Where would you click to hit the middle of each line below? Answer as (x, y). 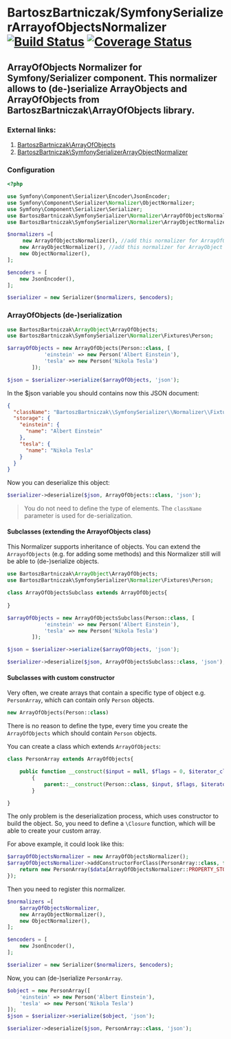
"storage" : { (32, 418)
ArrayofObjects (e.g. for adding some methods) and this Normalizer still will (114, 554)
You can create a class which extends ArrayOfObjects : (84, 747)
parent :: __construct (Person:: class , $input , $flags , (121, 784)
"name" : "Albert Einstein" (64, 431)
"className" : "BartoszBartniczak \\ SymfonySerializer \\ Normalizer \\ (112, 412)
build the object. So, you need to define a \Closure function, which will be (111, 824)
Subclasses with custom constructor (61, 677)
